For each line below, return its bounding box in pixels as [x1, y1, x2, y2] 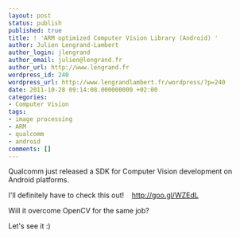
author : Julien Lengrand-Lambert [8, 41, 119, 49]
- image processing [8, 115, 73, 123]
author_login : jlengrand [8, 49, 91, 57]
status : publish [8, 19, 62, 27]
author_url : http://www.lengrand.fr [8, 64, 130, 72]
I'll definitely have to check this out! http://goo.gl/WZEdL [8, 190, 199, 200]
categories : [8, 93, 48, 101]
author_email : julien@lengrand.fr [8, 57, 123, 64]
